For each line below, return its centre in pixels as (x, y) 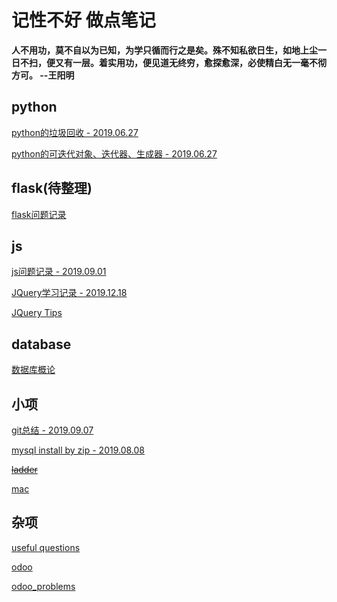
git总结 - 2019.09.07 (52, 430)
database (41, 344)
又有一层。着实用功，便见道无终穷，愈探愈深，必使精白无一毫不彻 (190, 62)
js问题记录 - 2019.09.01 (59, 272)
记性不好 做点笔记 (83, 20)
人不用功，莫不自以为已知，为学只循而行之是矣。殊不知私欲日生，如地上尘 (164, 50)
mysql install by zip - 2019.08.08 (78, 450)
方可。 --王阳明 (43, 75)
